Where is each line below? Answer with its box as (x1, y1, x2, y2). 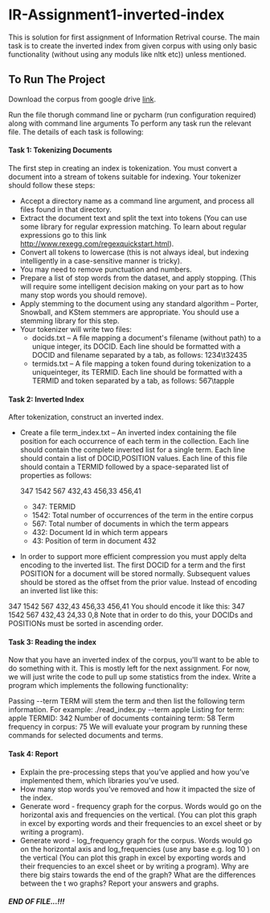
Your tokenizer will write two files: (19, 324, 133, 334)
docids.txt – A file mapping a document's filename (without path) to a (31, 333, 261, 342)
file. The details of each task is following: (8, 127, 144, 136)
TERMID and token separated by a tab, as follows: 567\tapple (31, 376, 235, 385)
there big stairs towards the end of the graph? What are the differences (19, 869, 256, 879)
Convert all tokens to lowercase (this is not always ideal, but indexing (19, 247, 249, 257)
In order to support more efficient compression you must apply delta (19, 552, 247, 562)
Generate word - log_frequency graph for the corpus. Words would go (19, 836, 253, 845)
